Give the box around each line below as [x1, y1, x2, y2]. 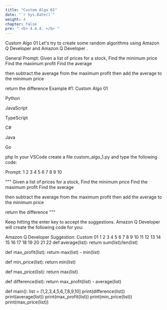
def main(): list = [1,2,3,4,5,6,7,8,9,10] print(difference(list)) [5, 288, 125, 294]
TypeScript [5, 115, 28, 121]
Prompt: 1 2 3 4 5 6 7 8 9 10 [5, 169, 62, 175]
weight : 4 [5, 17, 26, 22]
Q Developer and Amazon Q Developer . [5, 45, 88, 51]
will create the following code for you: [5, 224, 83, 230]
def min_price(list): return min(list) [5, 259, 76, 265]
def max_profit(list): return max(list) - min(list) [5, 249, 100, 255]
